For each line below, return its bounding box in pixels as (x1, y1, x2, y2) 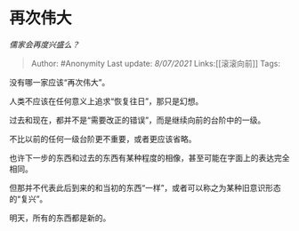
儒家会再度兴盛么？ (9, 39, 80, 50)
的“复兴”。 (9, 193, 48, 204)
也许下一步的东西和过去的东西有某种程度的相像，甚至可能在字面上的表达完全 (9, 152, 290, 163)
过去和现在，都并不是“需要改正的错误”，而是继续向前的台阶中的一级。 (9, 115, 266, 125)
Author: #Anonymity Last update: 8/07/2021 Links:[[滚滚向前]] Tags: (30, 58, 280, 68)
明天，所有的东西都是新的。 (9, 212, 111, 223)
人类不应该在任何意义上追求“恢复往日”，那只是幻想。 (9, 95, 204, 107)
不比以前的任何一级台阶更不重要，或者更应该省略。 (9, 133, 197, 144)
